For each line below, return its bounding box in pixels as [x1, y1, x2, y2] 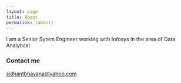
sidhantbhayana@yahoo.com [6, 70, 77, 77]
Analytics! [6, 42, 31, 49]
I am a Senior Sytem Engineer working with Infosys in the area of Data [6, 36, 176, 43]
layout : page [6, 8, 38, 15]
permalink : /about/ [6, 19, 54, 25]
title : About [6, 14, 38, 20]
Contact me [6, 57, 41, 65]
